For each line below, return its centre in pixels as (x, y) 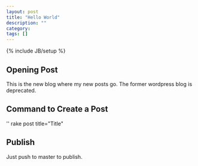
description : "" (26, 23)
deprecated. (21, 90)
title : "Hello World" (33, 17)
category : (19, 28)
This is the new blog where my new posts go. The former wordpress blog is (99, 84)
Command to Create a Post (57, 109)
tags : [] (17, 34)
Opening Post (32, 70)
